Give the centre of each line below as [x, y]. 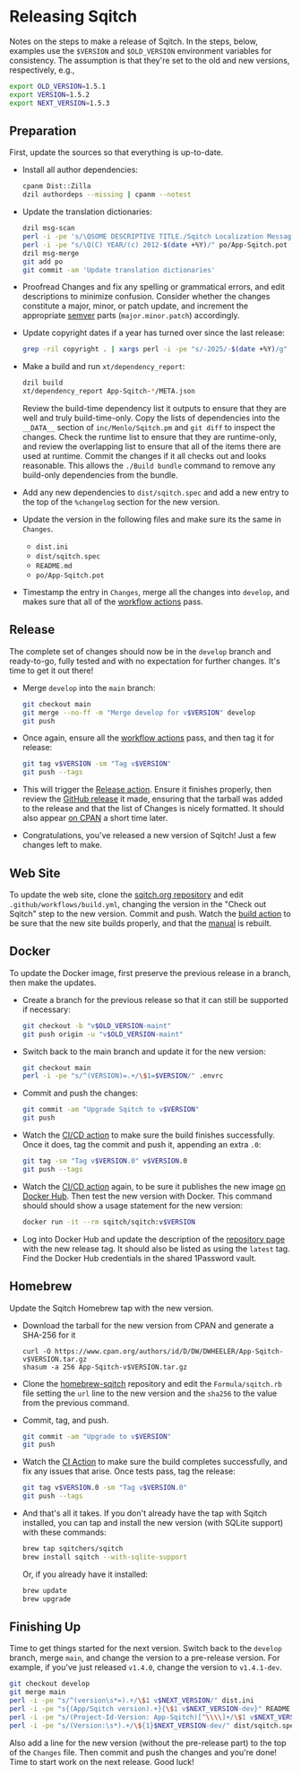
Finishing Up [45, 1627]
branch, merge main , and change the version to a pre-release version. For [145, 1658]
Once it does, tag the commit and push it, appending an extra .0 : [142, 1145]
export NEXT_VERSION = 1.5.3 [60, 103]
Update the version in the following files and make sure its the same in [152, 519]
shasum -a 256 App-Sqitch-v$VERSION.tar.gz [105, 1367]
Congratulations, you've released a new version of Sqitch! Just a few [149, 835]
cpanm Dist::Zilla [56, 186]
